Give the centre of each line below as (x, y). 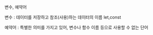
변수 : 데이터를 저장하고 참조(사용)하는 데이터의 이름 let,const (63, 17)
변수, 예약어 (16, 7)
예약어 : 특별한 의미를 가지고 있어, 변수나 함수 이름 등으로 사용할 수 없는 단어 (76, 27)
